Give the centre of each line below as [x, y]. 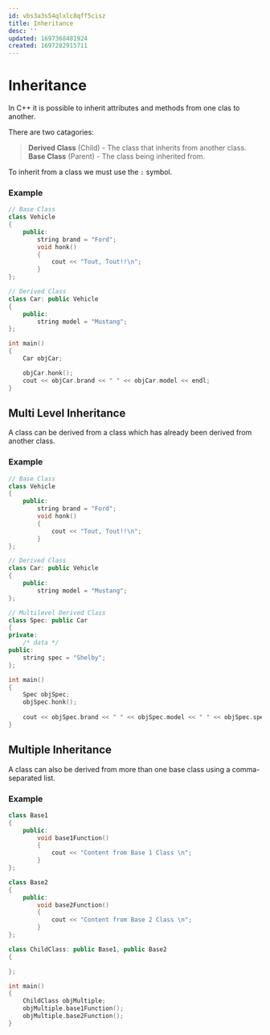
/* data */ [41, 643]
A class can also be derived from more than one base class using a [119, 769]
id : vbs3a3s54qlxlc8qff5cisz [57, 16]
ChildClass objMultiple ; [64, 1001]
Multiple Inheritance [60, 750]
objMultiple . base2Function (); [74, 1016]
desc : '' [23, 31]
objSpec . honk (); [50, 702]
